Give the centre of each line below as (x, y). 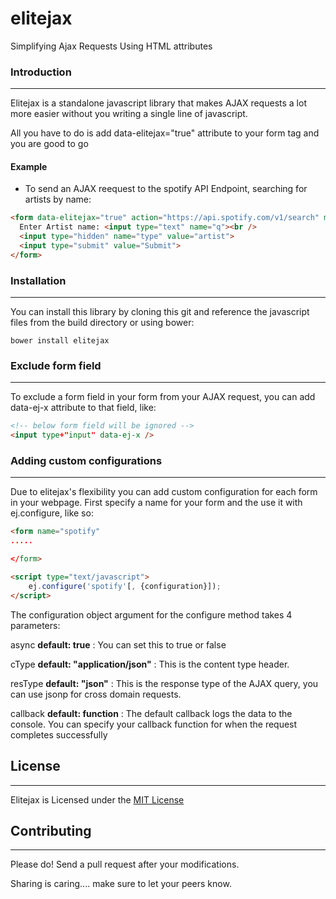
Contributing (51, 830)
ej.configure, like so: (52, 513)
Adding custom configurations (86, 461)
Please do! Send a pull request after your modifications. (125, 864)
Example (29, 166)
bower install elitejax (60, 341)
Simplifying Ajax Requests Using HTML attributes (111, 46)
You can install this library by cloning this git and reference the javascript (160, 312)
